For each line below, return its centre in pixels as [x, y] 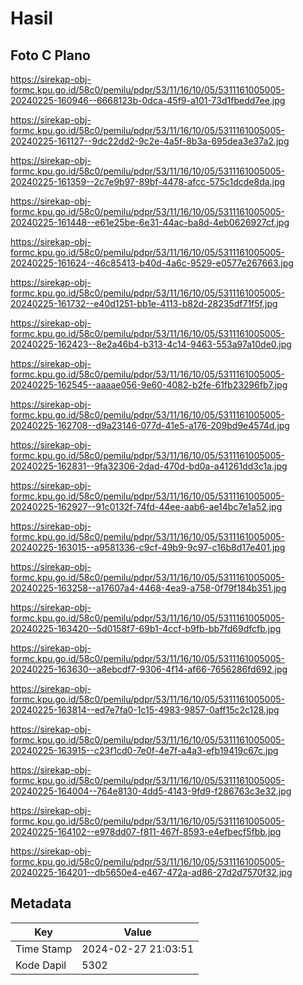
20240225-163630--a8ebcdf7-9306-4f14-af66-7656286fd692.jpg [149, 669]
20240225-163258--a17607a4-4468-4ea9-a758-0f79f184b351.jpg [148, 588]
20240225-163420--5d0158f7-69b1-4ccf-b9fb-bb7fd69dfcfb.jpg [146, 628]
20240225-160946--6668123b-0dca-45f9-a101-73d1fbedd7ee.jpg [148, 100]
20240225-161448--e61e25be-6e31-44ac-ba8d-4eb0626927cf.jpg [150, 222]
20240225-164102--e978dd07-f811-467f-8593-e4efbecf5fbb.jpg [146, 831]
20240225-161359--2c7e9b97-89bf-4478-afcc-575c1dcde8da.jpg [148, 181]
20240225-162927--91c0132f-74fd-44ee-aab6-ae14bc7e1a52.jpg [146, 506]
